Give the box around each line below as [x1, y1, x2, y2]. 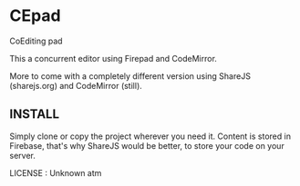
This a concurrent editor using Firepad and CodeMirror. [9, 53, 217, 64]
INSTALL [9, 106, 60, 122]
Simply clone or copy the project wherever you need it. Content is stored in [9, 131, 292, 142]
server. [9, 150, 36, 161]
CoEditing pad [9, 35, 63, 46]
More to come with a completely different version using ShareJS [9, 70, 251, 82]
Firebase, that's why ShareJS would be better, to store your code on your [9, 140, 284, 151]
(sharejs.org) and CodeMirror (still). [9, 80, 143, 91]
